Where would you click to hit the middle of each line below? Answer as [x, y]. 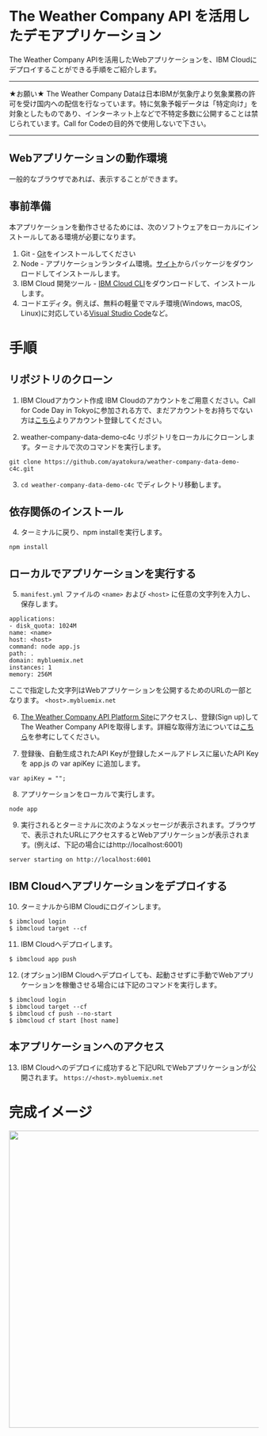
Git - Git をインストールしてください [78, 254]
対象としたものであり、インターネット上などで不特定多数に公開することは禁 [134, 113]
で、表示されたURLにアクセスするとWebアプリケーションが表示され [132, 835]
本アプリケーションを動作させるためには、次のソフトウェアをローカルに [127, 227]
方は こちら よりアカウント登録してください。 [93, 420]
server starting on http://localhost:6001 [80, 860]
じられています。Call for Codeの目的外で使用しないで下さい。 [110, 123]
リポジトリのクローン [61, 380]
